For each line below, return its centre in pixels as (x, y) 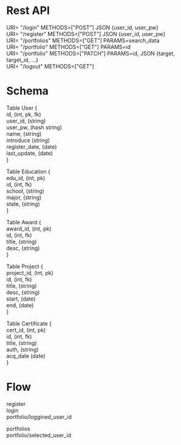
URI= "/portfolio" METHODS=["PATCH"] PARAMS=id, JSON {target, (90, 53)
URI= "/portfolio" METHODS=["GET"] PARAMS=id (68, 47)
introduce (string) (28, 140)
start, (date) (21, 299)
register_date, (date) (32, 146)
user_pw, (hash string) (34, 127)
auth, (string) (22, 349)
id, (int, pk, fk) (24, 114)
